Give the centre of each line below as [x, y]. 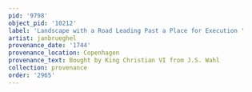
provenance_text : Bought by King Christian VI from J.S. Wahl [114, 61]
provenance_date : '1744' [50, 46]
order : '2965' [32, 75]
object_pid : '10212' [43, 23]
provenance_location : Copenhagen [64, 53]
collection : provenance [48, 68]
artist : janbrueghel [43, 38]
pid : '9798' [28, 16]
